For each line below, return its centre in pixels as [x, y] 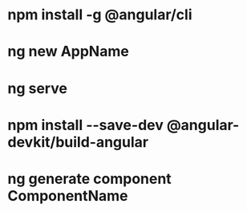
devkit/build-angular [78, 142]
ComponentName [68, 196]
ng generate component [89, 179]
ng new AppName [68, 52]
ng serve [37, 88]
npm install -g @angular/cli [100, 15]
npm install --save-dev [85, 125]
